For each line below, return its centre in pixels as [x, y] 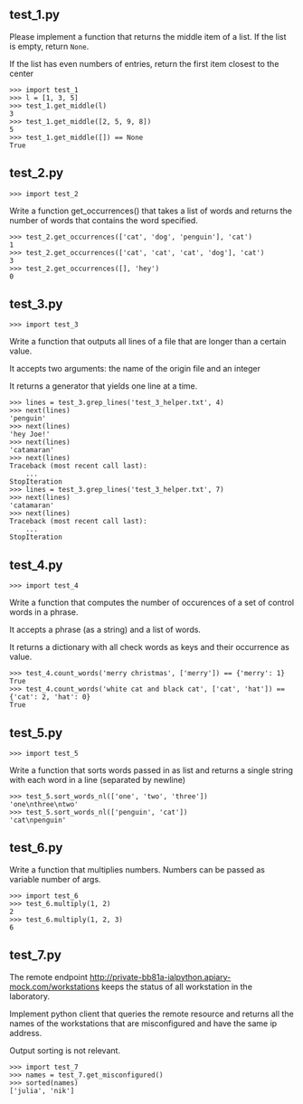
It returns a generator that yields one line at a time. [104, 386]
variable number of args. [55, 879]
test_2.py [37, 173]
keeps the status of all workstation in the [177, 986]
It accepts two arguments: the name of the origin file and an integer [135, 369]
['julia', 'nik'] [42, 1090]
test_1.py [35, 15]
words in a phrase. [44, 612]
